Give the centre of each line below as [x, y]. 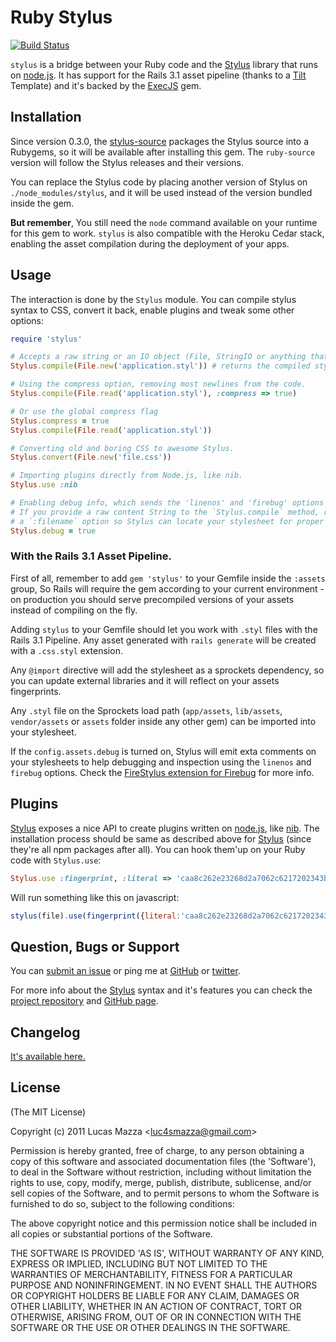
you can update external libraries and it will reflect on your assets [145, 680]
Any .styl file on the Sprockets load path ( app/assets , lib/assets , [146, 710]
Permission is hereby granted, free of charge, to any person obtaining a [157, 1150]
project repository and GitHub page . [84, 1001]
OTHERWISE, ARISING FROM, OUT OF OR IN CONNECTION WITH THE [156, 1317]
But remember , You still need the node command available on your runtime [164, 222]
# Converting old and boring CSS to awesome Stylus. [122, 448]
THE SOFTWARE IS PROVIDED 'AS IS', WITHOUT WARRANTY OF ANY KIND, [167, 1253]
